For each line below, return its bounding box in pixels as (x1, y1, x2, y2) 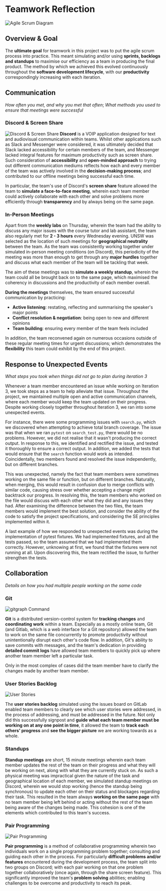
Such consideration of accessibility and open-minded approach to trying (5, 157, 157, 163)
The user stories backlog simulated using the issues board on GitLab (5, 701, 147, 707)
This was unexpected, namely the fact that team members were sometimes (5, 471, 159, 477)
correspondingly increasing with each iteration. (5, 74, 102, 80)
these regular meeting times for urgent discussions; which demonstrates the (5, 340, 161, 347)
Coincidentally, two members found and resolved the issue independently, (5, 456, 157, 462)
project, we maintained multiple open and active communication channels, (5, 393, 157, 399)
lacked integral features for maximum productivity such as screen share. (5, 152, 153, 158)
